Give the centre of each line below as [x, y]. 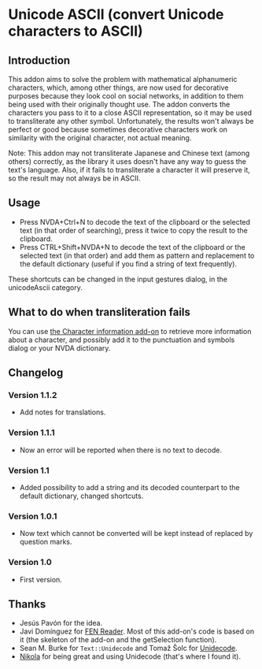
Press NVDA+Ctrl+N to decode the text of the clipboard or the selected [135, 221]
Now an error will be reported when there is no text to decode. [121, 450]
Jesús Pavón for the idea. [61, 623]
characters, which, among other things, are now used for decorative [118, 87]
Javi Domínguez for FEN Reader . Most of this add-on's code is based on [137, 631]
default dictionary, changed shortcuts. [81, 496]
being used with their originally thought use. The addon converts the [119, 104]
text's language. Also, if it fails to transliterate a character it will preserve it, [129, 170]
